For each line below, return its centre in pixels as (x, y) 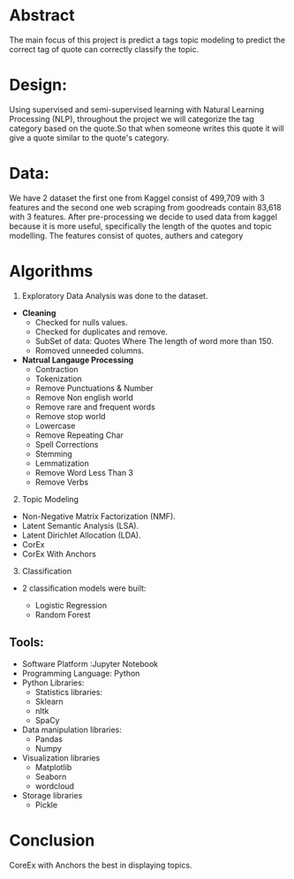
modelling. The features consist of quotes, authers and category (126, 235)
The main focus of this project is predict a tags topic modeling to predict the (147, 40)
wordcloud (55, 786)
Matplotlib (53, 767)
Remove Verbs (62, 482)
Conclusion (52, 840)
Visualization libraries (61, 758)
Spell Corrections (67, 444)
